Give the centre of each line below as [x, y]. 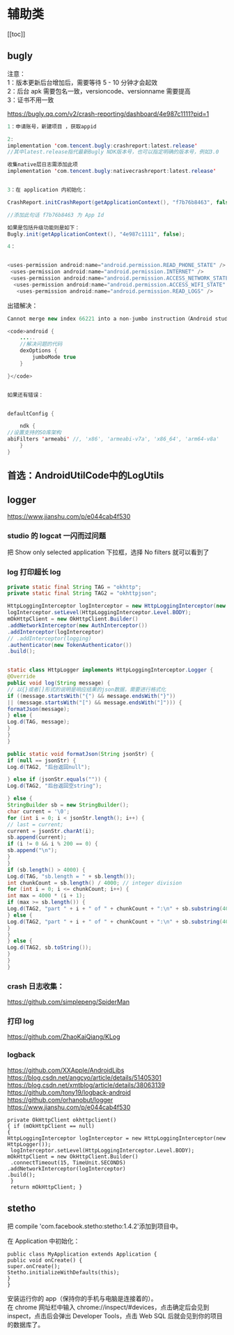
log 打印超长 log [34, 572]
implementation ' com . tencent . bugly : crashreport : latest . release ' [102, 146]
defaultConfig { [31, 413]
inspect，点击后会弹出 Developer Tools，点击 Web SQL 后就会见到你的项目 [115, 1315]
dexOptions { [39, 351]
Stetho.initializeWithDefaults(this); [63, 1272]
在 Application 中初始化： [44, 1241]
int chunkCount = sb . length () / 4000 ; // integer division [95, 883]
